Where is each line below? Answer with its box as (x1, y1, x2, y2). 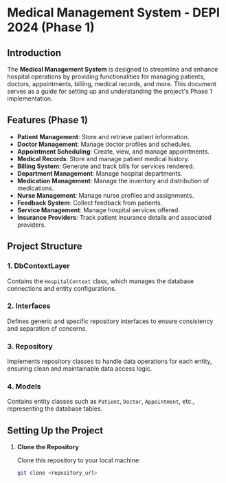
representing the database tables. (7, 404, 103, 413)
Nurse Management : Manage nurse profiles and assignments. (16, 191, 194, 199)
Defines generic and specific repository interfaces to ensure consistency (7, 317, 214, 325)
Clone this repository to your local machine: (16, 456, 141, 464)
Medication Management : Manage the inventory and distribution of (16, 176, 210, 185)
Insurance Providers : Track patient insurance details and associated (16, 213, 212, 221)
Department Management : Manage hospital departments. (16, 169, 183, 177)
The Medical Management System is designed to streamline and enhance (7, 65, 218, 73)
